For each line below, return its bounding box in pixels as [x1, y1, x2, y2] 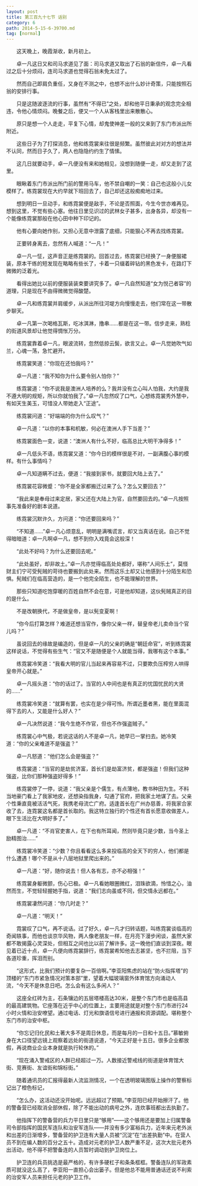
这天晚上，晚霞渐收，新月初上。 [16, 48, 94, 55]
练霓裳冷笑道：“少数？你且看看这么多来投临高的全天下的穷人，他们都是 [16, 847, 190, 855]
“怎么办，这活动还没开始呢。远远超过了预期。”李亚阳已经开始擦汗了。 [16, 1097, 184, 1104]
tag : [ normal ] [6, 31, 41, 37]
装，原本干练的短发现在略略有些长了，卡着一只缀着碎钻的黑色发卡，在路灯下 [6, 260, 192, 267]
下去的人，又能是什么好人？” [11, 708, 81, 715]
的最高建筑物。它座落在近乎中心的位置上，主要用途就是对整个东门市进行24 [6, 1002, 189, 1009]
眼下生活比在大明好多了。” [6, 815, 68, 822]
